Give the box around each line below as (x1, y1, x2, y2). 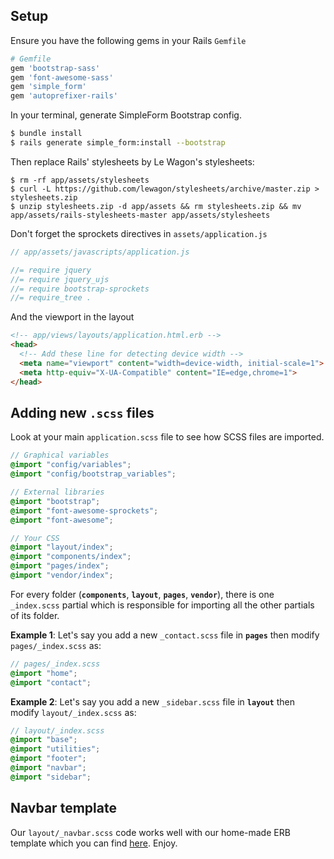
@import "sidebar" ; (10, 772, 92, 782)
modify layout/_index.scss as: (10, 706, 137, 718)
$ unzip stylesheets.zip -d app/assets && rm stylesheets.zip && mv (10, 201, 302, 211)
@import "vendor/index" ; (10, 570, 114, 580)
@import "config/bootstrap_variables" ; (10, 469, 177, 479)
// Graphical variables (10, 450, 110, 461)
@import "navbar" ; (10, 763, 87, 773)
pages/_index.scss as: (10, 639, 102, 651)
